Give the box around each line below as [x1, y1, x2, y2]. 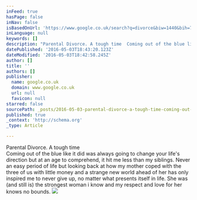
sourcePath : [6, 106, 35, 112]
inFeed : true [6, 8, 38, 15]
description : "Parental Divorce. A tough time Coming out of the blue [6, 42, 185, 47]
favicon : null [11, 95, 46, 101]
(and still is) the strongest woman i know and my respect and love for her [6, 181, 182, 188]
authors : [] [6, 68, 35, 74]
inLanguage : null [6, 30, 49, 36]
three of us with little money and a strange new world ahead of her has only [6, 169, 189, 175]
